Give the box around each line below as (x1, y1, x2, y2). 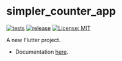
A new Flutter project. (6, 36, 61, 43)
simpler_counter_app (6, 4, 116, 18)
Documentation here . (15, 48, 69, 56)
